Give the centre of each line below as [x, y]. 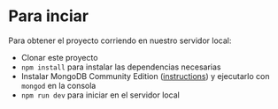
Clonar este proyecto [59, 57]
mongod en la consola [58, 85]
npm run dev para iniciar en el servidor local [100, 95]
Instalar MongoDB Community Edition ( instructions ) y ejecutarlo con [145, 76]
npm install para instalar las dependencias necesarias [121, 67]
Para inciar [49, 16]
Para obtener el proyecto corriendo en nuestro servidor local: [120, 40]
